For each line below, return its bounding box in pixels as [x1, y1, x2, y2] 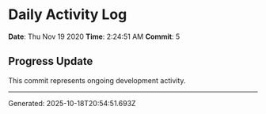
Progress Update [8, 55, 93, 68]
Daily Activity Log [8, 6, 127, 24]
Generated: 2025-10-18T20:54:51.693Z [8, 98, 136, 108]
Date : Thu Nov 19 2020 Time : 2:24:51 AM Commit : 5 [8, 32, 180, 41]
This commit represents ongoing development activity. [8, 75, 186, 85]
